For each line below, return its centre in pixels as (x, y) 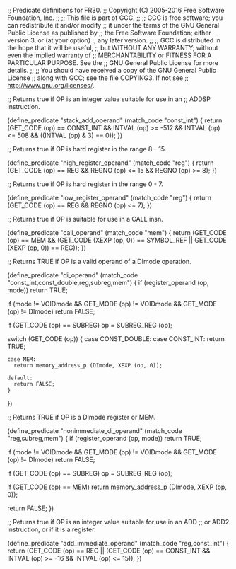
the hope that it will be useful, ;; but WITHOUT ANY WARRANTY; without (113, 48)
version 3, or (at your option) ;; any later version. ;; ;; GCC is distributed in (114, 40)
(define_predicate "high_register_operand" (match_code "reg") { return (111, 163)
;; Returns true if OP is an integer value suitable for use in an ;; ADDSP (109, 99)
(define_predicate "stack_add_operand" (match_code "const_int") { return (115, 120)
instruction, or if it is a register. (52, 529)
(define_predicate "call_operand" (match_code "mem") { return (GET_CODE (117, 232)
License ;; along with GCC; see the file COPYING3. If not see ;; (98, 78)
